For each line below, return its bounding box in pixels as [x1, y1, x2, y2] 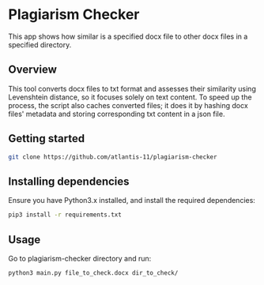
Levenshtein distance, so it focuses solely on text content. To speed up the [8, 92, 252, 102]
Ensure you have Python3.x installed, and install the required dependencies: [8, 196, 255, 205]
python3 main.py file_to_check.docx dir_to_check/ [8, 268, 179, 277]
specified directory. [8, 39, 72, 49]
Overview [8, 63, 58, 77]
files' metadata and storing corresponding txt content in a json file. [8, 109, 225, 118]
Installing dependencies [8, 174, 130, 188]
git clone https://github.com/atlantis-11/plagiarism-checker [8, 152, 217, 161]
